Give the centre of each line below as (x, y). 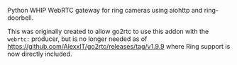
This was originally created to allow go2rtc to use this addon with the (108, 31)
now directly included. (40, 54)
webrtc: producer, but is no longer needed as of (77, 39)
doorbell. (21, 18)
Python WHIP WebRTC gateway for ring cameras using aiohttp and (105, 10)
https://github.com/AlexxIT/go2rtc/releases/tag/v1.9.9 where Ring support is (119, 46)
